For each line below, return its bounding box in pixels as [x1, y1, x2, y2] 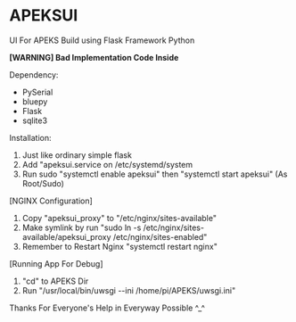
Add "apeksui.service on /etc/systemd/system [21, 159, 193, 169]
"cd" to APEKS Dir [21, 276, 89, 286]
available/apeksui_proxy [21, 231, 111, 242]
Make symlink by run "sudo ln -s [21, 222, 142, 233]
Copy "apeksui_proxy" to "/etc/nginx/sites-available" [21, 212, 217, 223]
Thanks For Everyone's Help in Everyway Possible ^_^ [9, 302, 205, 313]
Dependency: [9, 69, 59, 80]
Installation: [9, 132, 52, 143]
